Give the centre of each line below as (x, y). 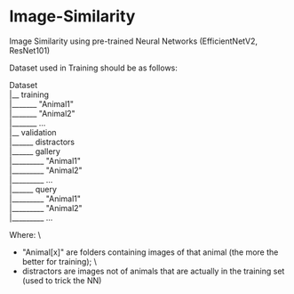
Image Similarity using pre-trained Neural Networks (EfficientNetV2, (133, 41)
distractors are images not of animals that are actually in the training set (153, 271)
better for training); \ (60, 261)
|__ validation (33, 132)
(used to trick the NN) (62, 280)
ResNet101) (30, 50)
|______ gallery (35, 151)
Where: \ (25, 234)
